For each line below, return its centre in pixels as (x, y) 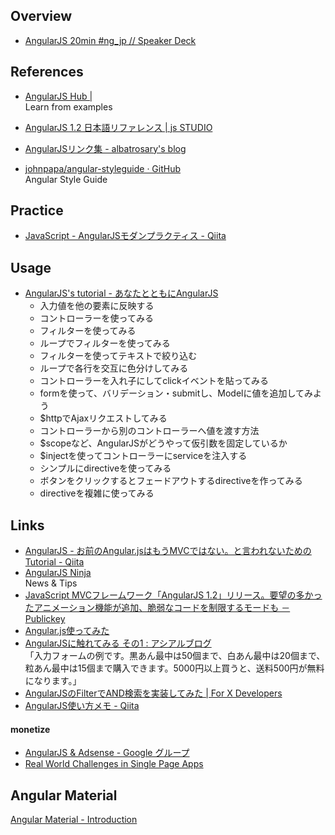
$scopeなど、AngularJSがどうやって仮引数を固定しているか (163, 443)
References (47, 72)
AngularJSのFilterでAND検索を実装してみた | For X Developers (153, 693)
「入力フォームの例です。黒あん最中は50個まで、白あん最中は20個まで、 (175, 656)
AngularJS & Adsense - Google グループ (107, 753)
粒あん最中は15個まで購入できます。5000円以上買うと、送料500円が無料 (174, 668)
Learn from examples (68, 106)
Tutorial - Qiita (54, 562)
